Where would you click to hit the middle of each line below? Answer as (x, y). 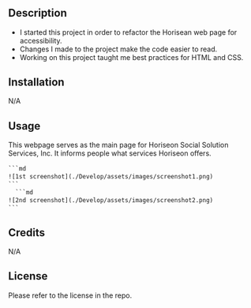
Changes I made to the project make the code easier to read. (118, 49)
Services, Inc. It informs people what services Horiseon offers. (110, 153)
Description (37, 13)
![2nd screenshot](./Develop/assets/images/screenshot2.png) (111, 201)
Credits (27, 233)
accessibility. (41, 40)
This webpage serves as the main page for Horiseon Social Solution (118, 145)
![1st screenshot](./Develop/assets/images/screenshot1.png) (111, 177)
